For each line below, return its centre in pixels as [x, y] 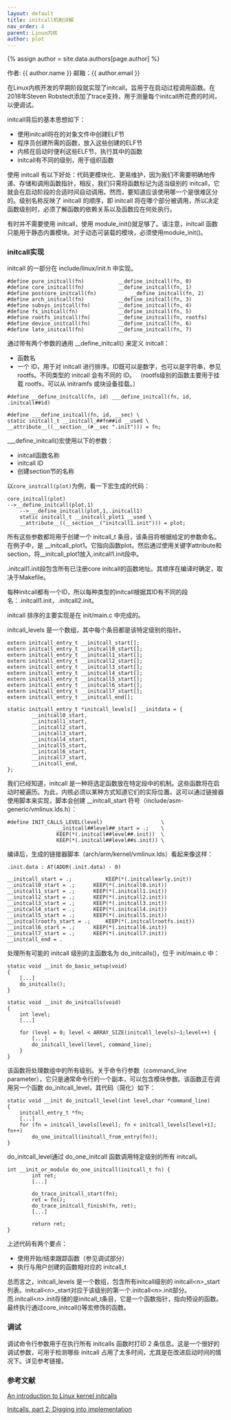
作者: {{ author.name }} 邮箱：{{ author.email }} [74, 73]
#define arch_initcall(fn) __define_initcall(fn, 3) [100, 300]
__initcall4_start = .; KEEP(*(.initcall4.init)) [87, 910]
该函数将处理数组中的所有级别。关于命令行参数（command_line [97, 1070]
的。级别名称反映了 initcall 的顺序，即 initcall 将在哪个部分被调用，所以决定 [113, 201]
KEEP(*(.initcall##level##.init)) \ [110, 834]
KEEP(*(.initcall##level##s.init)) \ [110, 841]
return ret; [49, 1224]
